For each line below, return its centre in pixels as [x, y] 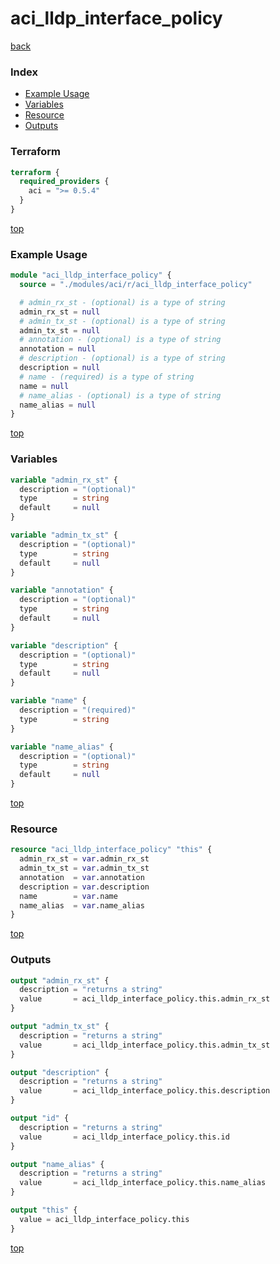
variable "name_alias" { [62, 747]
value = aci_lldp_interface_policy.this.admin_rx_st [145, 999]
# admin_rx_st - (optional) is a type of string [122, 302]
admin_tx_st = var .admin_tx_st [84, 868]
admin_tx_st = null [60, 330]
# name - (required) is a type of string [107, 377]
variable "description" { [64, 645]
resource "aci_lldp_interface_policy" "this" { [111, 850]
